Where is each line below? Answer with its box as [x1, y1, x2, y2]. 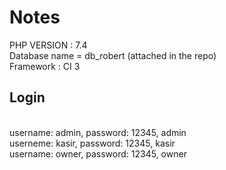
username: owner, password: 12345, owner [9, 147, 187, 160]
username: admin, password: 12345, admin [9, 126, 187, 138]
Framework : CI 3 [9, 60, 81, 72]
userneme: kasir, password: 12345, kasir [9, 137, 176, 149]
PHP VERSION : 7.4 [9, 39, 88, 51]
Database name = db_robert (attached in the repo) [9, 49, 217, 61]
